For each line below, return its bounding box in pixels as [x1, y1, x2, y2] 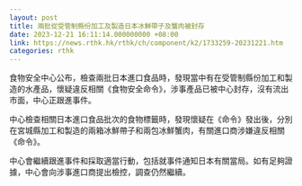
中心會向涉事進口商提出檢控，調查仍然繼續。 [24, 167, 191, 178]
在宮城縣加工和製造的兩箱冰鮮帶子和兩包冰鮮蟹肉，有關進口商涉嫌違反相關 [9, 125, 285, 136]
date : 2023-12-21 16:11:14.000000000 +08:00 [9, 30, 179, 39]
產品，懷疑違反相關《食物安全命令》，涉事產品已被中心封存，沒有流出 [32, 84, 289, 94]
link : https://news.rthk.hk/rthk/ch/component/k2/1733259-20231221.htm [9, 38, 283, 48]
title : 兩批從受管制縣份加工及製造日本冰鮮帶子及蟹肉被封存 [9, 22, 205, 31]
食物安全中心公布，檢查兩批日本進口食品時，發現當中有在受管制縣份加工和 [9, 73, 285, 84]
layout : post [9, 13, 58, 22]
